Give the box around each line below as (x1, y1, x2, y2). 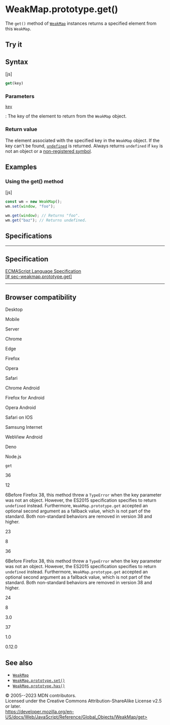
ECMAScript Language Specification (5, 268, 81, 274)
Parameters (5, 93, 34, 100)
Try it (5, 41, 22, 49)
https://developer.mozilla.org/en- (5, 709, 74, 715)
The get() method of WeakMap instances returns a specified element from (5, 20, 157, 26)
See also (5, 658, 33, 667)
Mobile (5, 316, 20, 323)
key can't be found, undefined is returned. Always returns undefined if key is (5, 143, 163, 149)
